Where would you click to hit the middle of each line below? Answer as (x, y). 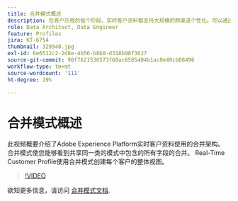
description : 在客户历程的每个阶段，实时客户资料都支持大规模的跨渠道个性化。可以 (115, 21)
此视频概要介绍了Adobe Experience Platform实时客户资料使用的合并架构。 (116, 144)
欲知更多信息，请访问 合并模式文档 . (59, 190)
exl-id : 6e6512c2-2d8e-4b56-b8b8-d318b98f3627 (77, 54)
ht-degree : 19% (30, 80)
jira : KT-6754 (28, 40)
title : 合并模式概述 (34, 14)
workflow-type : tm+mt (39, 67)
